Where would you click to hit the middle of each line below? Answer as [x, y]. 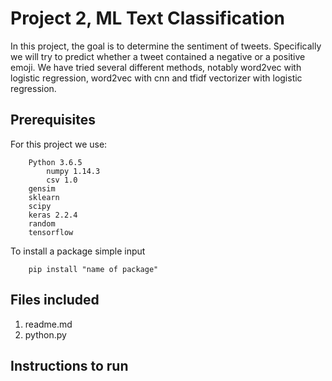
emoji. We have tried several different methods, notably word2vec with [156, 67]
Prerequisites [53, 120]
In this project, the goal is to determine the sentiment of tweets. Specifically [166, 46]
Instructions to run [69, 365]
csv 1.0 [62, 180]
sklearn [44, 197]
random [42, 223]
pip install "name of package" [93, 269]
